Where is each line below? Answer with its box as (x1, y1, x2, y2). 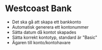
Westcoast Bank (5, 3, 72, 14)
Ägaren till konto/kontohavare (12, 39, 71, 45)
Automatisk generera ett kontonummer (12, 24, 89, 30)
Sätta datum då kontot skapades (12, 29, 76, 35)
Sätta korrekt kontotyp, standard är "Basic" (12, 34, 98, 40)
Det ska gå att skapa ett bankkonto (12, 19, 81, 25)
